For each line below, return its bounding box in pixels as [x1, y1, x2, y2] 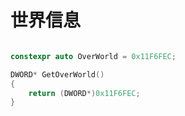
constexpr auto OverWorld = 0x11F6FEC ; [10, 51, 177, 61]
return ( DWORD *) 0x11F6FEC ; [28, 88, 141, 98]
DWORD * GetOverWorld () [10, 69, 105, 80]
